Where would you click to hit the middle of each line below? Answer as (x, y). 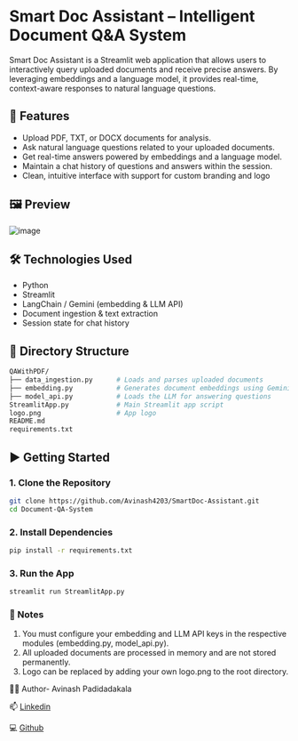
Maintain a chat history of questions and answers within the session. (147, 165)
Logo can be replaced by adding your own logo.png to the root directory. (155, 672)
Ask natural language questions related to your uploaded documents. (148, 147)
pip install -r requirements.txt (71, 550)
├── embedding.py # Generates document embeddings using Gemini (150, 388)
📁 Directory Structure (70, 351)
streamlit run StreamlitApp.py (67, 592)
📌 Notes (27, 614)
